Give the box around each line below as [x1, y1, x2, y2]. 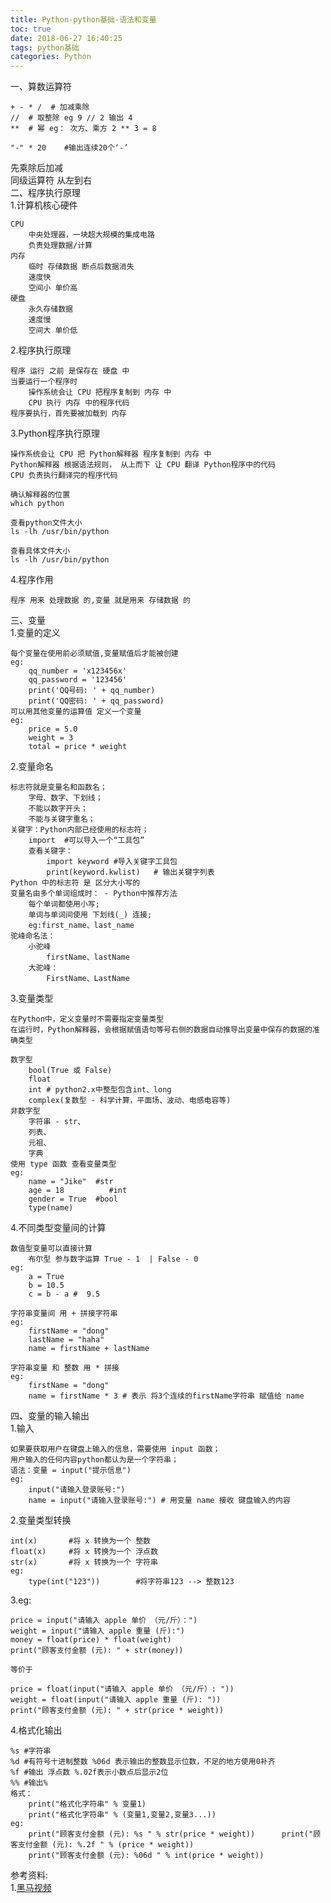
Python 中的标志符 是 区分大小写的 [10, 878, 141, 888]
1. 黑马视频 [10, 1882, 52, 1894]
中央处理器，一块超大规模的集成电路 [28, 230, 155, 240]
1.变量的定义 [10, 627, 61, 639]
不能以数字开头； [28, 804, 88, 814]
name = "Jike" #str [28, 1177, 114, 1187]
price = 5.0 [28, 724, 78, 735]
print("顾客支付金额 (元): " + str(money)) [10, 1646, 184, 1656]
